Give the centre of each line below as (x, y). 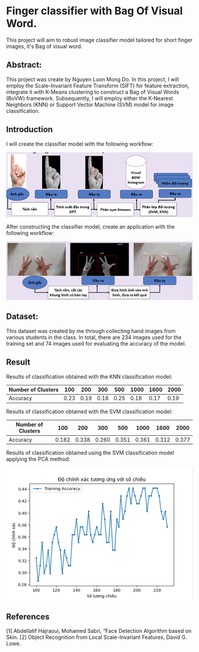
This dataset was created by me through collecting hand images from (91, 331)
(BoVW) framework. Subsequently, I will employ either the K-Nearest (90, 98)
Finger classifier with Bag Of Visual (94, 11)
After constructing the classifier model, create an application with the (91, 226)
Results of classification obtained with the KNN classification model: (89, 376)
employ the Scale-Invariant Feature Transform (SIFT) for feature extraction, (98, 86)
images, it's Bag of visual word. (44, 46)
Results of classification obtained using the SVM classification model (90, 453)
